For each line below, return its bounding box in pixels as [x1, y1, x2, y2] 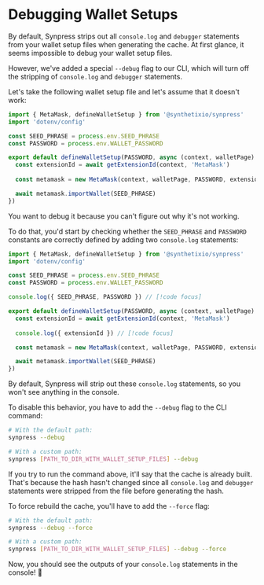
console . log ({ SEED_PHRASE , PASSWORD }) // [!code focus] [8, 293, 202, 301]
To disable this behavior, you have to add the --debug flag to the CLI [8, 403, 227, 412]
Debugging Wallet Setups [8, 6, 178, 24]
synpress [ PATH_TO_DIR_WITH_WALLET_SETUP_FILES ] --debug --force [8, 545, 226, 554]
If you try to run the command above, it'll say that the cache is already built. [8, 469, 253, 479]
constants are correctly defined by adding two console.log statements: [8, 234, 239, 245]
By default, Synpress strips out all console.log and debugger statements [8, 31, 240, 41]
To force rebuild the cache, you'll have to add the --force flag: [8, 501, 210, 510]
